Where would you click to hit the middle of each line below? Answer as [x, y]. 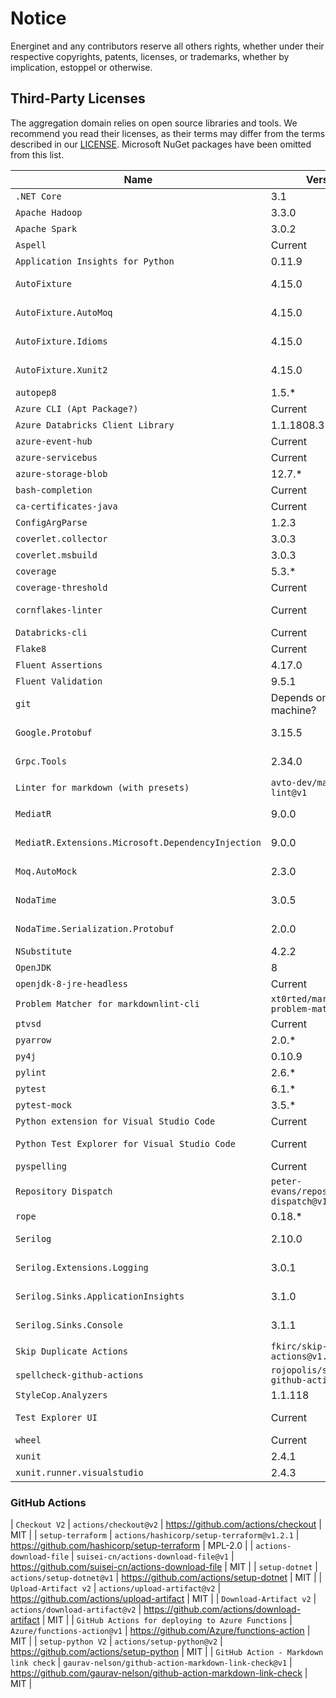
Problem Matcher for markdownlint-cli [107, 1003]
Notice [38, 18]
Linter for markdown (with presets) [102, 787]
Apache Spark [46, 228]
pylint [31, 1072]
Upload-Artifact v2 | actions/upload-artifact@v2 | [116, 1588]
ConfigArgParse [51, 522]
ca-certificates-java [66, 506]
